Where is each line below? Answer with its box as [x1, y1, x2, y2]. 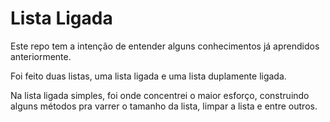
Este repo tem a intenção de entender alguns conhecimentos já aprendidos [10, 40, 320, 52]
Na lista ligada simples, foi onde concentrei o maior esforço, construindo [10, 89, 310, 101]
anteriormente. [10, 50, 72, 62]
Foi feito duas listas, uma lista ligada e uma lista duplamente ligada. [10, 70, 287, 82]
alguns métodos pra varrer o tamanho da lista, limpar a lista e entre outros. [10, 100, 318, 112]
